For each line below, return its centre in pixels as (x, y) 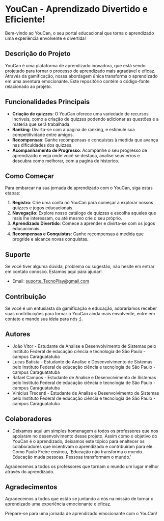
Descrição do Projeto (38, 54)
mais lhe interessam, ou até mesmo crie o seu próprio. (67, 218)
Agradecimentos (31, 487)
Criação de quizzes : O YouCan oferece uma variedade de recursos (80, 113)
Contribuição (26, 296)
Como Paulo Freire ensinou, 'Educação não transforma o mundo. (78, 452)
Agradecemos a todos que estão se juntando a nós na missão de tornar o (79, 499)
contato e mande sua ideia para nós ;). (44, 319)
